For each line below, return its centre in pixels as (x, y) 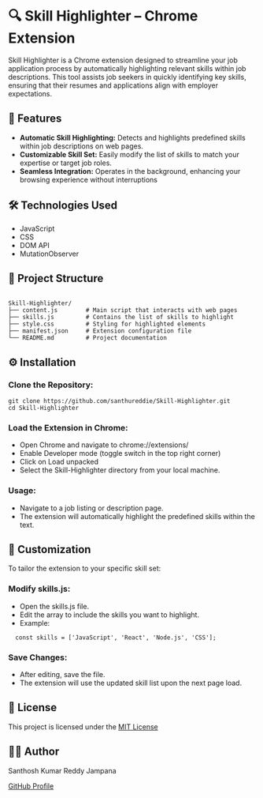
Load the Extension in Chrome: (68, 427)
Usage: (22, 491)
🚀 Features (35, 119)
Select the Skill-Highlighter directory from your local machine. (120, 470)
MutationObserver (49, 254)
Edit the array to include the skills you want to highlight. (109, 615)
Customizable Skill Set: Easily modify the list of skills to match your (130, 154)
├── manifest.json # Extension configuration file (100, 331)
